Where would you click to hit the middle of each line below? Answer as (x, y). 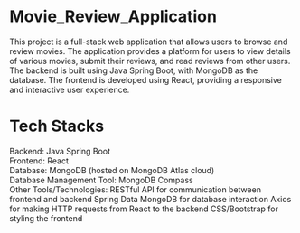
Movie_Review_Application (113, 17)
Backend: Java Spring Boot (60, 151)
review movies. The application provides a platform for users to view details (150, 51)
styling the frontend (46, 218)
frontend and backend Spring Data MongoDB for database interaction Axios (150, 199)
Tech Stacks (57, 126)
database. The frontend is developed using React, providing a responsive (145, 79)
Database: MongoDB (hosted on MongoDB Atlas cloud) (112, 170)
